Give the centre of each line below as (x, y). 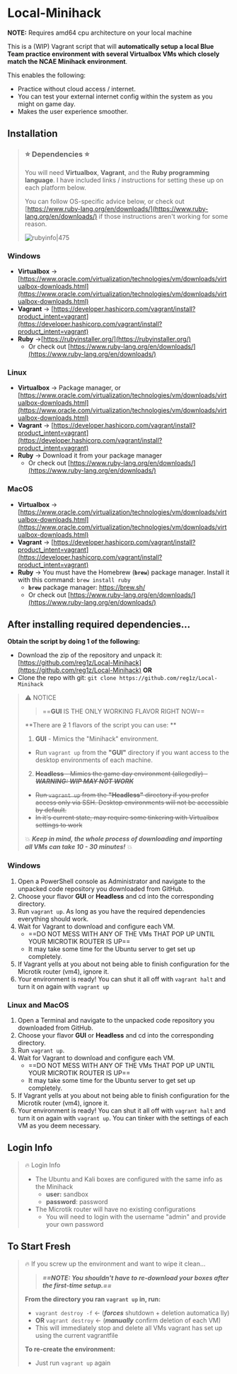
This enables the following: (47, 75)
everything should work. (53, 919)
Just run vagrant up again (73, 1363)
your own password (75, 1224)
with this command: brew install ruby (74, 579)
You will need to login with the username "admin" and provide (136, 1217)
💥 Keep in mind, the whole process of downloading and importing (123, 839)
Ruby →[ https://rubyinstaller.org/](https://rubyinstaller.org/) (104, 339)
